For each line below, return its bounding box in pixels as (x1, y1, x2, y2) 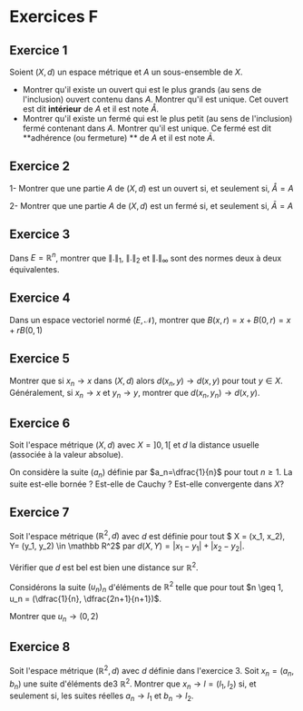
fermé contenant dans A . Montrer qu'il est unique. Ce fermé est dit (22, 123, 272, 133)
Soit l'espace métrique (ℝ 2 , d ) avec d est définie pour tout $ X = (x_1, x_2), (9, 528, 286, 541)
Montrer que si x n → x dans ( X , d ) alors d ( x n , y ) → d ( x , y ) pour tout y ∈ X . (9, 375, 283, 388)
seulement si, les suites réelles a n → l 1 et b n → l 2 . (9, 690, 194, 703)
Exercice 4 (9, 291, 71, 306)
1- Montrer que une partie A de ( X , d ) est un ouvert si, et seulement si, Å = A (9, 183, 294, 193)
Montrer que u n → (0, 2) (9, 611, 99, 624)
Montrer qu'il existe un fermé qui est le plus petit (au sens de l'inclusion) (22, 114, 293, 123)
